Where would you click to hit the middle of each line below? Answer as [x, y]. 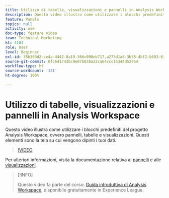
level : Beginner [22, 52]
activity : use [20, 29]
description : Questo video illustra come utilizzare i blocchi [73, 15]
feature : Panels [22, 19]
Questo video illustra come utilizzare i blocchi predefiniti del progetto [77, 129]
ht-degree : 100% [22, 76]
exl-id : [13, 57]
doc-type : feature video [31, 33]
